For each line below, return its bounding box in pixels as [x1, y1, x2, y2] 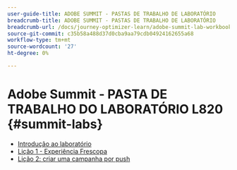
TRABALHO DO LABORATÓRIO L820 [7, 102, 224, 117]
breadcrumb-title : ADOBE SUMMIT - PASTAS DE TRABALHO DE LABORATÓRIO [7, 17, 217, 24]
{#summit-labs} [7, 116, 104, 133]
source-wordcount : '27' [7, 43, 78, 50]
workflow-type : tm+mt [7, 37, 71, 44]
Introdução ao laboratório [17, 139, 92, 148]
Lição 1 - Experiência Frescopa [17, 147, 108, 155]
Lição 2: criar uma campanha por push [17, 154, 130, 163]
